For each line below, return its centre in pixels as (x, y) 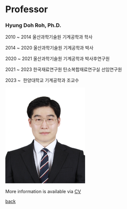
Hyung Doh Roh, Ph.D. (33, 25)
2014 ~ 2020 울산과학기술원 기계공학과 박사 (49, 48)
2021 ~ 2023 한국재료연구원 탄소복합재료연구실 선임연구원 (64, 69)
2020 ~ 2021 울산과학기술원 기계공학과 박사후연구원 (58, 59)
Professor (27, 9)
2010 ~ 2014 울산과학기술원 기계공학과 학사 (49, 37)
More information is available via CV (43, 192)
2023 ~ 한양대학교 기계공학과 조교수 (42, 81)
